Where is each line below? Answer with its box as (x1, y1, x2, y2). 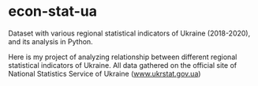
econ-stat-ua (8, 2, 97, 21)
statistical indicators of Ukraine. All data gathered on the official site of (8, 60, 237, 69)
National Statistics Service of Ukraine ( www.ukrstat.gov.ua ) (8, 69, 201, 78)
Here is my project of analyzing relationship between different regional (8, 52, 237, 62)
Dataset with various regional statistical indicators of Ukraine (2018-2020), (8, 28, 251, 38)
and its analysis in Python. (8, 36, 93, 46)
